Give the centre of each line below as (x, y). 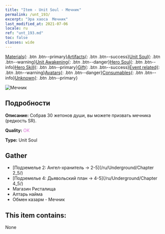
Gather (16, 155)
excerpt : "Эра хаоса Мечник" (37, 19)
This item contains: (36, 215)
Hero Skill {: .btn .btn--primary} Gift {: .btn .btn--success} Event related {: (87, 67)
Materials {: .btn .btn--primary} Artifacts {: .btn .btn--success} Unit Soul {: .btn (83, 56)
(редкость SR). (21, 120)
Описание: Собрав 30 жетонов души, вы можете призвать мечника (78, 115)
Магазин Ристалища (34, 189)
